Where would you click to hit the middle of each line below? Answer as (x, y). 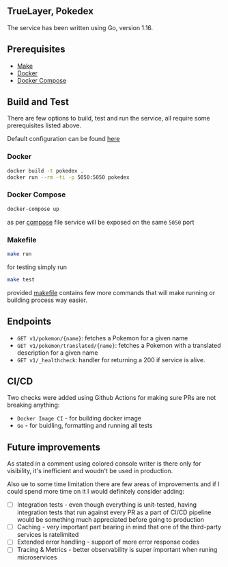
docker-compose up (33, 209)
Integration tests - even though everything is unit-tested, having (106, 505)
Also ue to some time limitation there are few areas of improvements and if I (113, 484)
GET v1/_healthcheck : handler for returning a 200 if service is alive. (111, 360)
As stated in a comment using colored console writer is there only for (104, 464)
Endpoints (29, 322)
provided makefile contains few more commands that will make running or (111, 292)
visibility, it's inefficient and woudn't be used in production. (90, 471)
